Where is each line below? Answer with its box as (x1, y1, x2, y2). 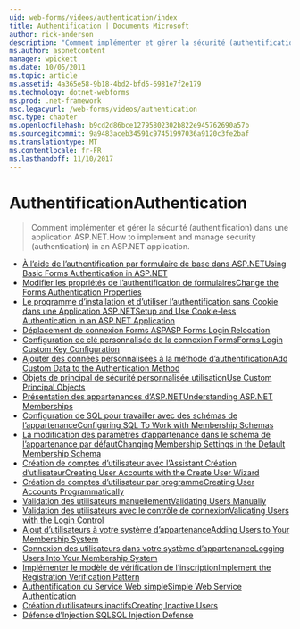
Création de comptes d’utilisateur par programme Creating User (21, 477, 255, 488)
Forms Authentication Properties (21, 287, 142, 298)
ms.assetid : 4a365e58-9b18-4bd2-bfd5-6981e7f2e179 (9, 80, 202, 88)
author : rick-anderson (9, 29, 94, 38)
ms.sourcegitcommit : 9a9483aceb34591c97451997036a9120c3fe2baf (9, 130, 250, 138)
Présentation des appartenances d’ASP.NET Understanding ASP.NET (21, 391, 274, 402)
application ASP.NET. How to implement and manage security (30, 231, 256, 242)
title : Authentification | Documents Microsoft (9, 21, 190, 30)
